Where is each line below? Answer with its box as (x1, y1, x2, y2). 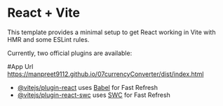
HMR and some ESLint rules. (7, 35, 90, 43)
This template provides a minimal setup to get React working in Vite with (7, 28, 216, 36)
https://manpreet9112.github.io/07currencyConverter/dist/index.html (7, 70, 204, 78)
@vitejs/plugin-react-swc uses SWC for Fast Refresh (17, 91, 170, 99)
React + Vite (7, 5, 81, 21)
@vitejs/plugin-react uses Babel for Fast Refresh (17, 83, 158, 91)
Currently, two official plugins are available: (7, 49, 133, 57)
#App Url (7, 62, 34, 70)
